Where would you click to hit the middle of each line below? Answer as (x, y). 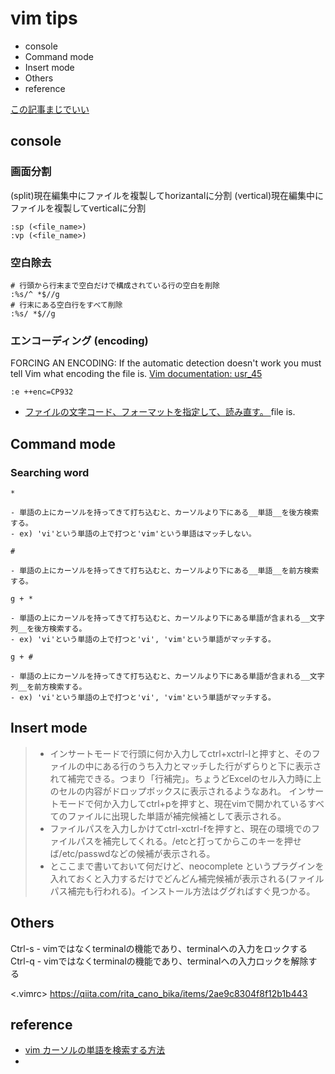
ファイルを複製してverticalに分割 (78, 208)
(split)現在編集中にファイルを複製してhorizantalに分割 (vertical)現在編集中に (167, 195)
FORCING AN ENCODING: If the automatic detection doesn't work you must (166, 363)
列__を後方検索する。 (48, 628)
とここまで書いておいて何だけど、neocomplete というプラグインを (187, 866)
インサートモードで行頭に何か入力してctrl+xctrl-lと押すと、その (180, 753)
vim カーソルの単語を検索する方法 (95, 1050)
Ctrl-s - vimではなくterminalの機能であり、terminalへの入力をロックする (159, 948)
